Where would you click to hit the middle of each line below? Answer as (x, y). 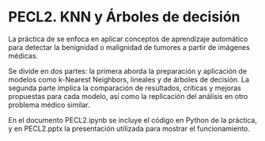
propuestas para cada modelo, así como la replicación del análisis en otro (128, 96)
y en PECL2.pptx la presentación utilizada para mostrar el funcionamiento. (129, 128)
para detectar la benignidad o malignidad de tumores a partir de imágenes (129, 47)
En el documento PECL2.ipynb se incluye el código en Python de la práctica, (132, 120)
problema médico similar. (49, 105)
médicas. (23, 55)
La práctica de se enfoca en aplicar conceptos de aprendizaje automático (128, 39)
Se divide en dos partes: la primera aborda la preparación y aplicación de (128, 70)
